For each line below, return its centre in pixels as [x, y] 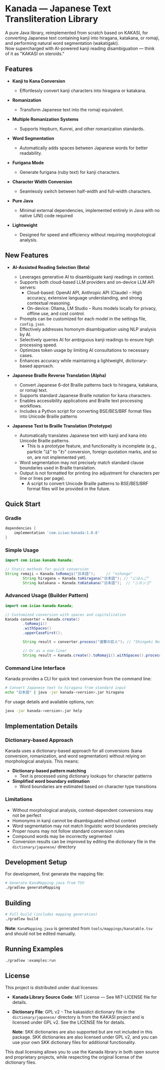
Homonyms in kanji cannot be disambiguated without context [74, 820]
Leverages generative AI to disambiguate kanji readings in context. [87, 277]
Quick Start [23, 504]
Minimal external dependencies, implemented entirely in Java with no [90, 210]
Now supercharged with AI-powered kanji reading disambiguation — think [80, 48]
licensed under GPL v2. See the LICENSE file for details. [69, 1022]
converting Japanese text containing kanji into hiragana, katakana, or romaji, [82, 38]
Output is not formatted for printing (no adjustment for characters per [90, 473]
